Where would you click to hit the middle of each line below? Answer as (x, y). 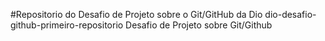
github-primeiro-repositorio (67, 25)
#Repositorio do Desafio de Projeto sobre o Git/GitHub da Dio (136, 14)
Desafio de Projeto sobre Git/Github (199, 25)
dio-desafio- (290, 14)
